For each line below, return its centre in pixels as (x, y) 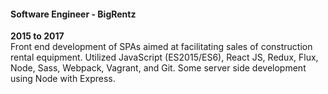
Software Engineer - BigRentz (73, 14)
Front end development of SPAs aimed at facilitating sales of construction (161, 47)
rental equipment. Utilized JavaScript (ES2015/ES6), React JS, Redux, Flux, (164, 57)
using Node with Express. (63, 79)
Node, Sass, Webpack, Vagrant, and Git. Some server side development (158, 68)
